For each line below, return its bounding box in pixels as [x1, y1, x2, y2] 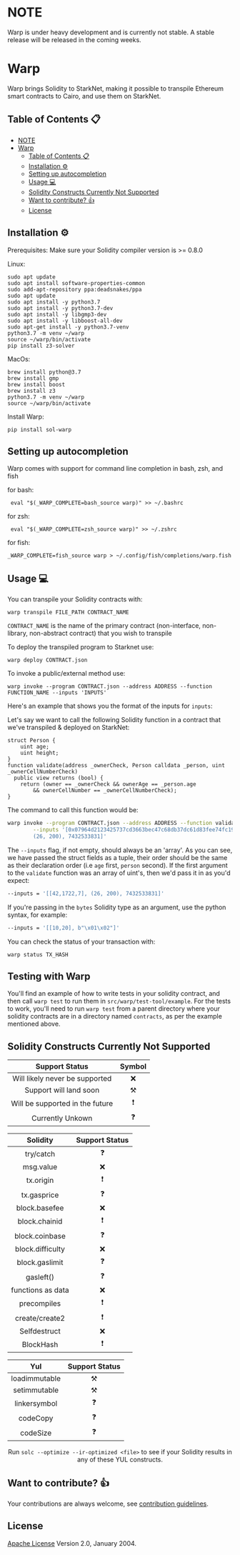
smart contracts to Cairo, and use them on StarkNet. [7, 91, 161, 100]
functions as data [11, 1285, 69, 1295]
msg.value [22, 1162, 58, 1172]
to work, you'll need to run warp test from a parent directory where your [7, 1004, 220, 1013]
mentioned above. [7, 1019, 61, 1029]
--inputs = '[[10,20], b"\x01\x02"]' [7, 924, 120, 931]
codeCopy [18, 1413, 54, 1423]
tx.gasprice [21, 1190, 59, 1200]
